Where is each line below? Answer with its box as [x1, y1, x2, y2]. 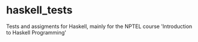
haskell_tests [6, 3, 73, 17]
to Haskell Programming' [6, 29, 66, 36]
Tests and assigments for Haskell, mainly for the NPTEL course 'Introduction [6, 23, 193, 30]
